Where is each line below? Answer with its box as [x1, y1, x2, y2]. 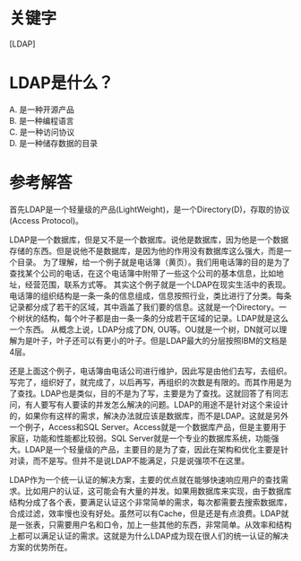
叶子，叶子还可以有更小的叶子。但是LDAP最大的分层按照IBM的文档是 [32, 335, 288, 346]
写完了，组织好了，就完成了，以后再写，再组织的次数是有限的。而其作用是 [9, 376, 284, 387]
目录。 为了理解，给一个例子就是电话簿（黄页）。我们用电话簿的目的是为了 [16, 257, 290, 267]
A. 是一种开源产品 [9, 104, 74, 115]
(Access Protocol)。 [9, 215, 83, 225]
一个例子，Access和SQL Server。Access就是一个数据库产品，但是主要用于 [9, 421, 287, 432]
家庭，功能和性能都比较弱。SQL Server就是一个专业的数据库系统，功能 [9, 433, 271, 443]
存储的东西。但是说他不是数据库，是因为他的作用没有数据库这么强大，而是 [9, 245, 284, 256]
